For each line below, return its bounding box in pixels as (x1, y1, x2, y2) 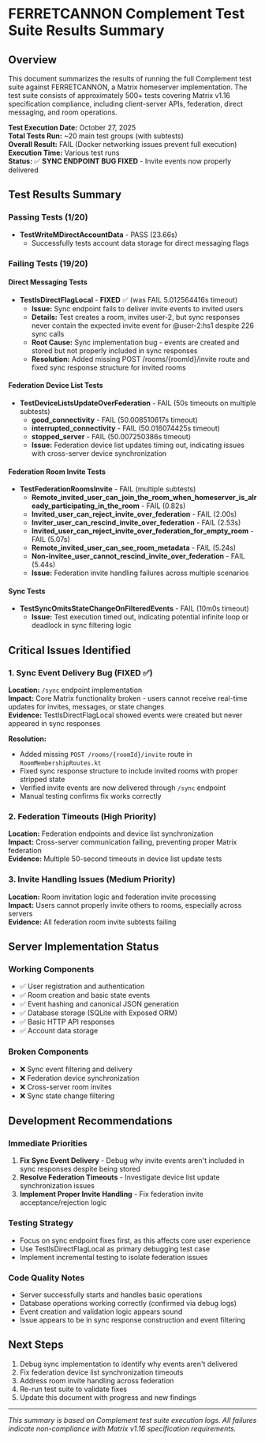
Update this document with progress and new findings (19, 1392, 197, 1402)
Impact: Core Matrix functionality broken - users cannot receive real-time (8, 694, 248, 703)
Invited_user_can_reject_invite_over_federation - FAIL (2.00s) (31, 510, 237, 519)
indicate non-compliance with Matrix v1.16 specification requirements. (8, 1424, 237, 1433)
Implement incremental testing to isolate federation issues (19, 1252, 208, 1262)
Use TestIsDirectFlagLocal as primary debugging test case (19, 1243, 211, 1253)
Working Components (8, 964, 95, 975)
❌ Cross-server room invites (19, 1082, 113, 1091)
